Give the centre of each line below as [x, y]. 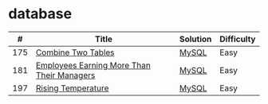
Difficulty [237, 39]
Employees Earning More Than [93, 65]
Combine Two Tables [75, 52]
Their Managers [65, 75]
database [40, 14]
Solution [195, 39]
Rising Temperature [72, 88]
